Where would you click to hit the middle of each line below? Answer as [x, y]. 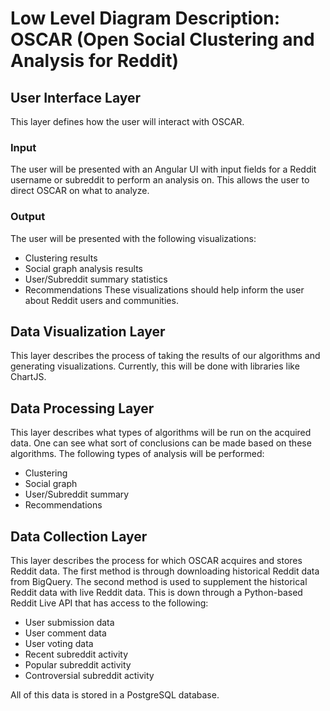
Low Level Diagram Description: [145, 18]
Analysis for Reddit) [95, 61]
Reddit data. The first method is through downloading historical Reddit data [165, 571]
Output [28, 217]
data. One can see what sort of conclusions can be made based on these [161, 443]
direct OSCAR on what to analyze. [80, 191]
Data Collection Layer [79, 536]
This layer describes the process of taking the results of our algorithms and [165, 356]
